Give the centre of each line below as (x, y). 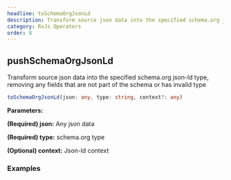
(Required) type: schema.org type (56, 137)
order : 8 (20, 33)
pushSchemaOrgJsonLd (60, 60)
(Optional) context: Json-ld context (58, 150)
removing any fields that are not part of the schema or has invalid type (107, 85)
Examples (24, 168)
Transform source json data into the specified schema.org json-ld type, (108, 77)
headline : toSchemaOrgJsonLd (49, 13)
